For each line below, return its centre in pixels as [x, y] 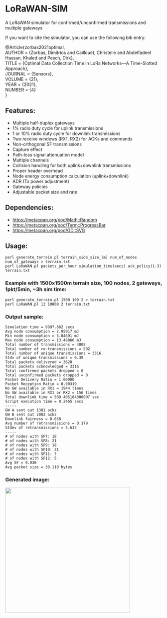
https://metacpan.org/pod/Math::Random [55, 219]
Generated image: [27, 479]
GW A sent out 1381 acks [31, 410]
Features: [20, 111]
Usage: [17, 246]
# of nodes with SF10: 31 [32, 449]
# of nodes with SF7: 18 [31, 436]
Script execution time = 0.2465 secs [44, 401]
